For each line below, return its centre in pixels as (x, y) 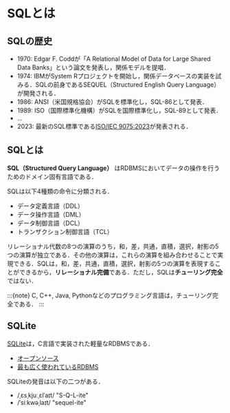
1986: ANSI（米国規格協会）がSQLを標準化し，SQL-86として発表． (112, 102)
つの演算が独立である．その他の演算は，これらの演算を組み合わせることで (112, 255)
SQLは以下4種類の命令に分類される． (60, 191)
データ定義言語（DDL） (50, 206)
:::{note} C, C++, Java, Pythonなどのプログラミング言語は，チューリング (110, 295)
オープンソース (38, 358)
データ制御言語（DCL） (50, 223)
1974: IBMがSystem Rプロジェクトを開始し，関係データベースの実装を (116, 76)
